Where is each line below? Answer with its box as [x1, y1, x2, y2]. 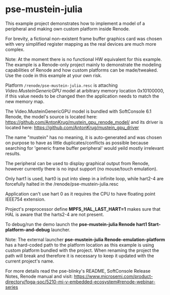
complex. [5, 46, 25, 52]
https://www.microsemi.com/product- [74, 273, 153, 279]
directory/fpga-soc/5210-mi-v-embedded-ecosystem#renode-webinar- [5, 278, 156, 285]
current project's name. [5, 258, 55, 264]
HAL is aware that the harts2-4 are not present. [5, 211, 104, 217]
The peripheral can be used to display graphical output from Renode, [5, 160, 150, 166]
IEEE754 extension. [5, 196, 46, 202]
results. [5, 150, 21, 156]
